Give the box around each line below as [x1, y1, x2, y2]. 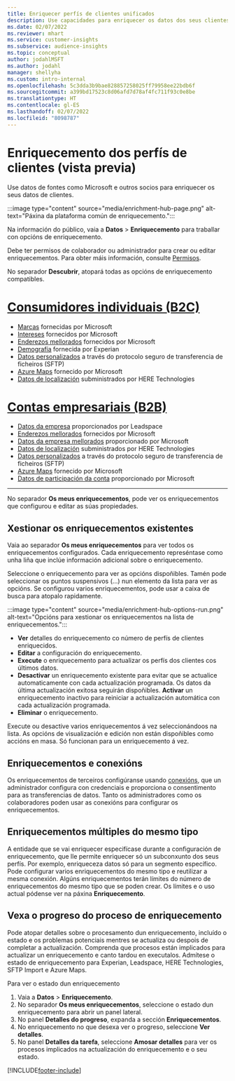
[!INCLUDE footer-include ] [7, 1066, 82, 1074]
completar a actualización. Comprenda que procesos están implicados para [7, 943, 226, 951]
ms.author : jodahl [7, 62, 61, 69]
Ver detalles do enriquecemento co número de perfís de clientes [17, 634, 204, 643]
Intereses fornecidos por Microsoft [17, 330, 117, 338]
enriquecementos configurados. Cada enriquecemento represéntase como [7, 549, 224, 557]
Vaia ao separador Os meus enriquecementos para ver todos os [7, 541, 194, 549]
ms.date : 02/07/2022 [7, 23, 68, 30]
